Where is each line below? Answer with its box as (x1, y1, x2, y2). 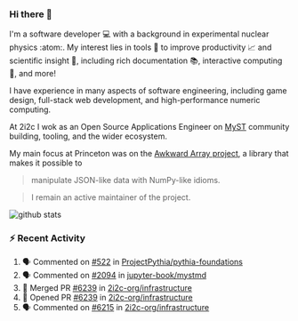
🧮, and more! (9, 68, 56, 79)
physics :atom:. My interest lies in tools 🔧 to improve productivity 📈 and (9, 42, 272, 52)
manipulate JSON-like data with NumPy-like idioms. (30, 175, 221, 186)
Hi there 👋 (9, 8, 53, 20)
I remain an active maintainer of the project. (30, 192, 191, 203)
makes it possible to (9, 157, 83, 168)
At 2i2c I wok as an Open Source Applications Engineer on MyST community (9, 122, 290, 132)
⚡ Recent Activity (9, 232, 86, 245)
